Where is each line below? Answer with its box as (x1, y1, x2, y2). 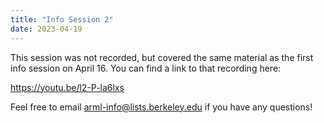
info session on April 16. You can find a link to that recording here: (10, 62, 282, 74)
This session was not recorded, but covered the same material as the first (10, 51, 314, 63)
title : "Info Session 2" (10, 14, 114, 25)
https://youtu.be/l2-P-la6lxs (10, 81, 125, 93)
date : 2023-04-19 (10, 24, 83, 34)
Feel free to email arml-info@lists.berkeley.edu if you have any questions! (10, 101, 313, 113)
